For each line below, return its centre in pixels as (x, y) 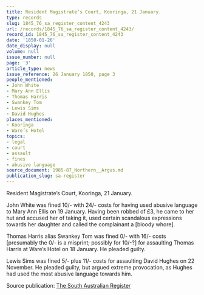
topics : (16, 137)
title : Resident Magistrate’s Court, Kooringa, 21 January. (84, 12)
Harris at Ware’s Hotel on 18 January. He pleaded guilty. (76, 249)
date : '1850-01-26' (31, 40)
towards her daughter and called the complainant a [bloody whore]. (91, 224)
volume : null (23, 52)
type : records (24, 18)
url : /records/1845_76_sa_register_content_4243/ (70, 29)
